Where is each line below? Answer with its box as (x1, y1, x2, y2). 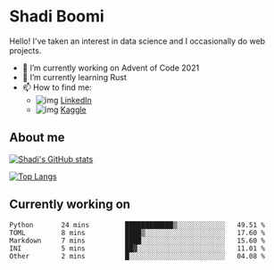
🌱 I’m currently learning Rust (21, 71, 128, 82)
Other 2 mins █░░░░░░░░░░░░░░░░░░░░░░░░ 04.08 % (9, 251, 266, 260)
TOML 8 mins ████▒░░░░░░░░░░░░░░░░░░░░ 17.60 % (9, 228, 266, 237)
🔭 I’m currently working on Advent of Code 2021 (21, 62, 200, 73)
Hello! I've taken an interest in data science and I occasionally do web (9, 36, 266, 46)
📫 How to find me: (21, 82, 92, 93)
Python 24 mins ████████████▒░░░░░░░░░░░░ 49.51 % (9, 220, 266, 229)
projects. (9, 45, 42, 55)
